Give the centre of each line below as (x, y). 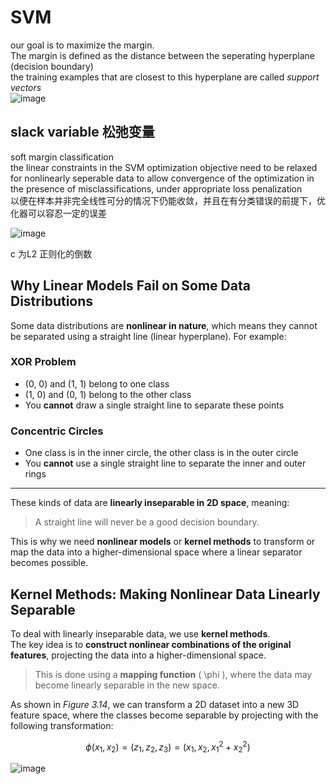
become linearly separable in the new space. (127, 685)
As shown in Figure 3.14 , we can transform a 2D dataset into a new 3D (155, 704)
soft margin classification (62, 157)
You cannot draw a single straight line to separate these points (154, 405)
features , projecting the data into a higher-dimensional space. (138, 655)
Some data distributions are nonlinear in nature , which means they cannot (164, 325)
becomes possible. (49, 563)
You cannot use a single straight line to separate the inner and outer (165, 463)
